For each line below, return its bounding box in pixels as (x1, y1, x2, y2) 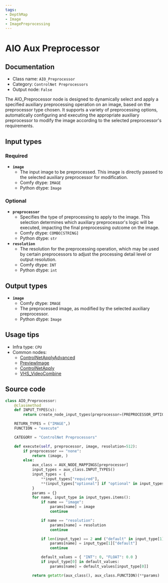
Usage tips (5, 330, 39, 339)
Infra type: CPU (12, 343, 42, 350)
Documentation (5, 62, 55, 71)
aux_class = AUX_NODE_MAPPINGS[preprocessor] (31, 462, 128, 467)
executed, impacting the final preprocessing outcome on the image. (19, 224, 159, 230)
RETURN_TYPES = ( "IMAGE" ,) (14, 421, 70, 426)
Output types (5, 281, 47, 290)
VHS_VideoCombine (19, 370, 61, 376)
